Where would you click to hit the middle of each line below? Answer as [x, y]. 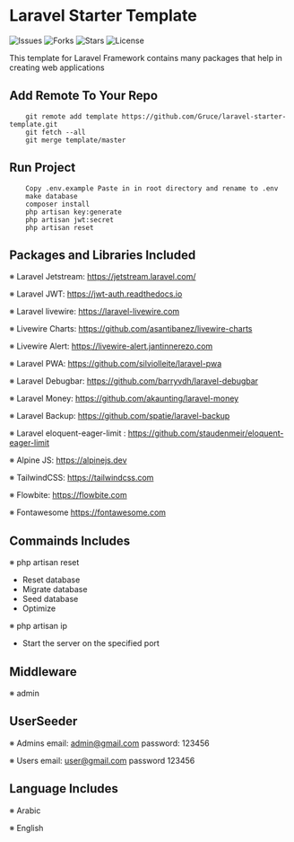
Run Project [43, 168]
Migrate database [55, 589]
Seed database [50, 599]
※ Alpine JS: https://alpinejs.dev [68, 460]
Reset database [51, 580]
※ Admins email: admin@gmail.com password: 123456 [109, 743]
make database [52, 196]
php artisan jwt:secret [70, 220]
